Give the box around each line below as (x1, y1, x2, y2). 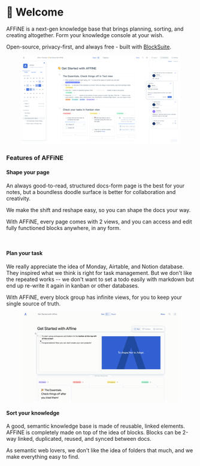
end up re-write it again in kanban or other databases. (6, 282, 140, 289)
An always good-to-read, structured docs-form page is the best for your (6, 182, 185, 189)
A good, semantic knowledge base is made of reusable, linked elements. (6, 422, 186, 430)
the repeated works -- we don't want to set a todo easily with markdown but (6, 276, 195, 283)
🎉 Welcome (6, 5, 64, 19)
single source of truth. (6, 299, 61, 307)
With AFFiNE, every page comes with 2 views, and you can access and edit (6, 218, 193, 225)
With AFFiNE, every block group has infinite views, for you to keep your (6, 293, 183, 301)
